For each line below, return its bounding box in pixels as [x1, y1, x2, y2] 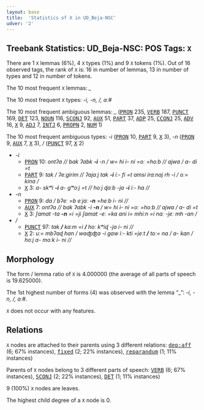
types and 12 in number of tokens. [6, 72, 93, 80]
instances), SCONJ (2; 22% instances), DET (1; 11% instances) [6, 373, 161, 380]
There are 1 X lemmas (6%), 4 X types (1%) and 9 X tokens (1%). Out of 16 [6, 60, 191, 67]
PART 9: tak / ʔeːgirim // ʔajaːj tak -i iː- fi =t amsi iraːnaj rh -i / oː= [24, 171, 189, 179]
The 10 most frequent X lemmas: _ [6, 84, 92, 92]
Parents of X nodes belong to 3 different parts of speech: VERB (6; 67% [6, 366, 186, 373]
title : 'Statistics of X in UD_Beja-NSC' [6, 15, 116, 21]
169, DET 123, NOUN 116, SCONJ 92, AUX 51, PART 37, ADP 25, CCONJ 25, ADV [6, 115, 194, 122]
